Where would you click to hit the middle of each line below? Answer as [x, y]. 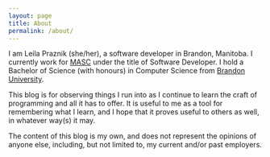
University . [26, 79]
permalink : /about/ [41, 31]
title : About [30, 23]
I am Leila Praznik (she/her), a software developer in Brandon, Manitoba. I [131, 54]
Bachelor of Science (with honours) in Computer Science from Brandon [127, 71]
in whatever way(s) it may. [52, 121]
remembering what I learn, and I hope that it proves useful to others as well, [134, 112]
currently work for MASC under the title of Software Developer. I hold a [126, 62]
